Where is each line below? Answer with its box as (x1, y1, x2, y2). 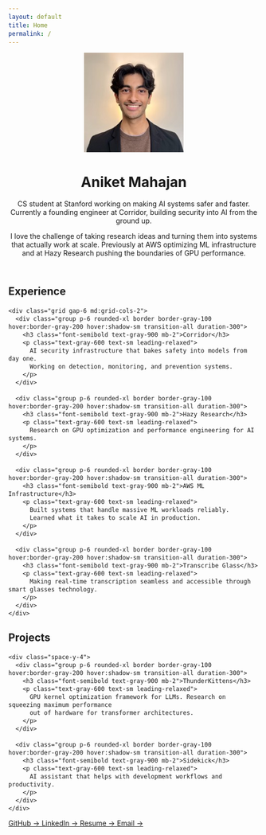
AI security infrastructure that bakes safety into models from (29, 346, 248, 354)
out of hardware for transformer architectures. (29, 708, 194, 716)
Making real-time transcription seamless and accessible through (29, 577, 251, 585)
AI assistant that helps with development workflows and (29, 772, 223, 780)
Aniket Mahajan (80, 173, 187, 191)
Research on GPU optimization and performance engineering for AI (29, 426, 255, 434)
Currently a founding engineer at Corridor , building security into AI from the (10, 208, 257, 217)
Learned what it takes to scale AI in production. (29, 513, 201, 521)
